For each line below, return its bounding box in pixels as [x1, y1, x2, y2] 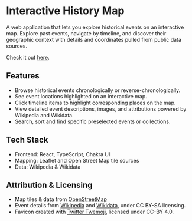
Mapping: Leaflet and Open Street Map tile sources [14, 157, 139, 164]
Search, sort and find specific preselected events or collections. [14, 118, 171, 125]
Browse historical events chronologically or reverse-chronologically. [14, 87, 181, 94]
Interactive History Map [6, 4, 125, 18]
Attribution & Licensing [6, 180, 93, 190]
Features [6, 71, 40, 81]
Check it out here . [6, 54, 50, 61]
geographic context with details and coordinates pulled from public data [6, 36, 182, 43]
